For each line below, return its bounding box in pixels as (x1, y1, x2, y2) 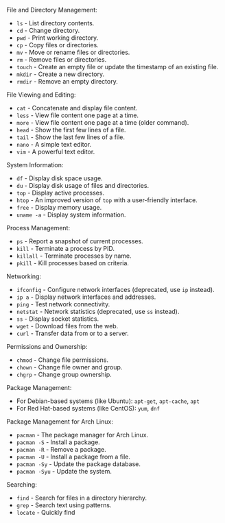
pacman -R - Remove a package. (16, 446, 107, 453)
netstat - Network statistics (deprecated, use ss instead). (16, 308, 180, 315)
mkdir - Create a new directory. (16, 70, 105, 78)
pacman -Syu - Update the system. (16, 467, 113, 475)
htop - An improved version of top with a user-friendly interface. (16, 196, 198, 204)
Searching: (6, 481, 37, 489)
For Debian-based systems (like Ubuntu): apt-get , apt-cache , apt (16, 397, 200, 405)
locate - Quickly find (16, 509, 75, 516)
